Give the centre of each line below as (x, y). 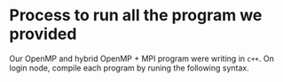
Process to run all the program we (136, 15)
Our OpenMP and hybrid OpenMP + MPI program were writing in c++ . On (142, 58)
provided (43, 34)
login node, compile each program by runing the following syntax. (130, 68)
